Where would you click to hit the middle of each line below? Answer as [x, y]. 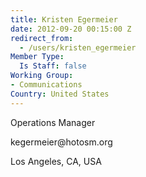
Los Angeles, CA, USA [56, 161]
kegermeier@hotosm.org [61, 142]
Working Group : [42, 76]
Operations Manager [53, 122]
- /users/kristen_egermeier [78, 47]
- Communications [46, 85]
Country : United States [60, 94]
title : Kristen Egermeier [64, 19]
